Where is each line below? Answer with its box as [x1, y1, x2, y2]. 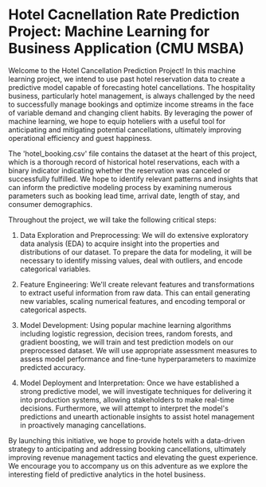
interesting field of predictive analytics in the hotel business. [8, 469, 206, 479]
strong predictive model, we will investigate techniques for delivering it [19, 386, 252, 395]
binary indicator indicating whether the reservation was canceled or [8, 166, 231, 175]
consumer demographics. [8, 199, 93, 208]
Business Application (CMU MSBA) [8, 40, 244, 57]
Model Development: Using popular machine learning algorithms [19, 320, 232, 329]
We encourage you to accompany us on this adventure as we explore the [8, 461, 248, 470]
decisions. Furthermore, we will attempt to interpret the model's [19, 403, 229, 413]
